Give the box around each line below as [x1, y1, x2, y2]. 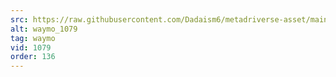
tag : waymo [10, 33, 56, 43]
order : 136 [10, 52, 56, 62]
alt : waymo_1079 [10, 24, 78, 34]
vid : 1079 [10, 42, 52, 53]
